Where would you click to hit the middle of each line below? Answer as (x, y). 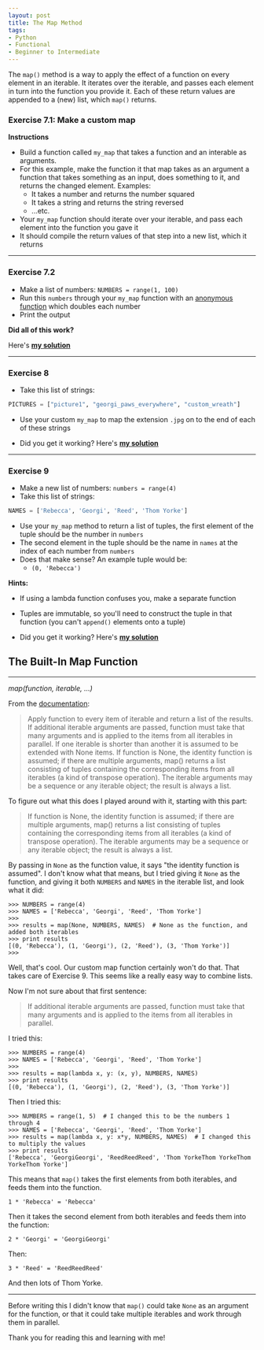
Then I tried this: (35, 1102)
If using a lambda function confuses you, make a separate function (128, 598)
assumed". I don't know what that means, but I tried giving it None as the (124, 873)
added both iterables (44, 932)
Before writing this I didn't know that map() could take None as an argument (128, 1305)
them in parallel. (34, 1322)
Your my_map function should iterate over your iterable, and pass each (131, 219)
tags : (17, 30)
